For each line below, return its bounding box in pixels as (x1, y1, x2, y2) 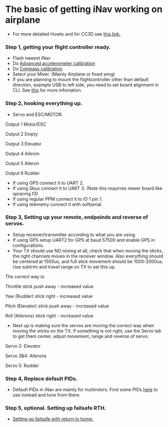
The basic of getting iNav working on (5, 4, 162, 15)
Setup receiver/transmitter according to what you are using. (12, 231, 137, 238)
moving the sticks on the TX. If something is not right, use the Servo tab (12, 328, 162, 334)
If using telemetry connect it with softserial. (12, 201, 103, 207)
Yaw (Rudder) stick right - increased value (5, 293, 93, 299)
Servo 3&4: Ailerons (5, 352, 47, 359)
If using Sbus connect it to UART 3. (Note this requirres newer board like (12, 185, 162, 191)
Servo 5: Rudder (5, 362, 39, 368)
